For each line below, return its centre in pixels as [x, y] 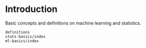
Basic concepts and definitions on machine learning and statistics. [73, 23]
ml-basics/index [22, 41]
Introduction [31, 9]
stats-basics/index [25, 36]
